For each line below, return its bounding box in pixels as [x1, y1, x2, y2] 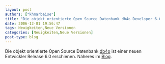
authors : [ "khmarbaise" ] [5, 12, 56, 17]
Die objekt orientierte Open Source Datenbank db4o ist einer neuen [5, 48, 142, 54]
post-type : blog [5, 35, 38, 40]
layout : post [5, 7, 32, 12]
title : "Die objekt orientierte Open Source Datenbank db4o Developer [5, 16, 153, 21]
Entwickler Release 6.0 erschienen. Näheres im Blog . [5, 53, 112, 59]
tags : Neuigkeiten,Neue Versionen [5, 26, 76, 31]
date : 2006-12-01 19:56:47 [5, 21, 60, 26]
